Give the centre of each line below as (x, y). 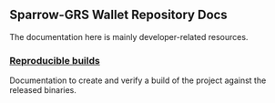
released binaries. (43, 90)
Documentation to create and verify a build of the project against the (138, 80)
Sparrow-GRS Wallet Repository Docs (118, 15)
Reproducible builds (55, 60)
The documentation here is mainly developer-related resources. (129, 36)
